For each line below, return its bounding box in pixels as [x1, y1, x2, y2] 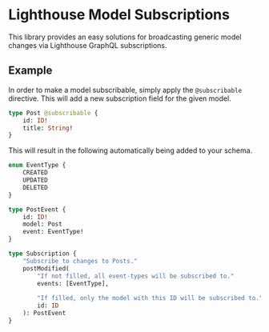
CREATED [22, 169, 48, 177]
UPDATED [22, 176, 48, 184]
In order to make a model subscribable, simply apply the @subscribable [8, 85, 243, 94]
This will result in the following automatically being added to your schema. [8, 146, 253, 155]
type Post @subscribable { [8, 109, 98, 117]
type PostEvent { [8, 206, 66, 214]
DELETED [22, 183, 48, 191]
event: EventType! [22, 228, 84, 236]
